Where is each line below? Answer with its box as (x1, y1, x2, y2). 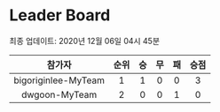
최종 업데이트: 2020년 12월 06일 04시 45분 (9, 35, 161, 46)
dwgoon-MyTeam (20, 88, 98, 101)
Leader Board (9, 5, 111, 26)
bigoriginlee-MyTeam (13, 74, 105, 86)
